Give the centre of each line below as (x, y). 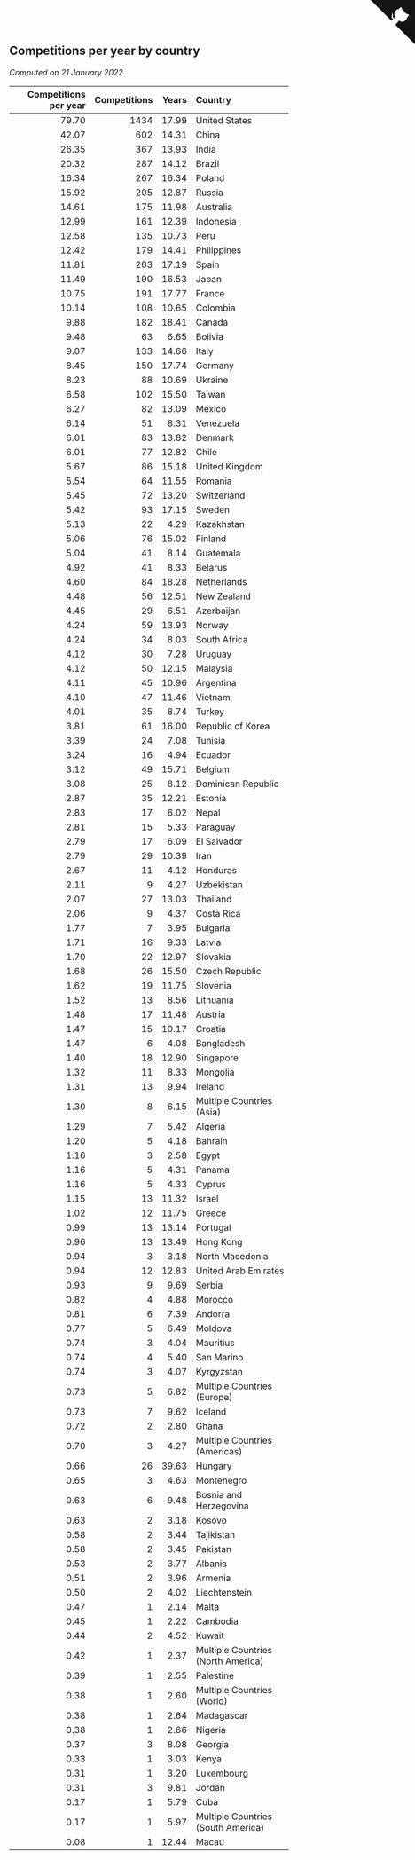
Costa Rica (218, 913)
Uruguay (214, 654)
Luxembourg (222, 1773)
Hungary (214, 1466)
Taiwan (211, 394)
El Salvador (219, 841)
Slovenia (214, 985)
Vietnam (213, 697)
